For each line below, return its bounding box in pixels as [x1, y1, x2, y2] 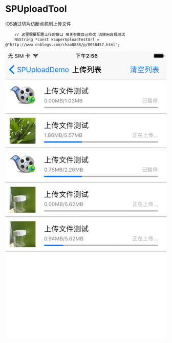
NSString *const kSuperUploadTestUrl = [14, 37, 100, 42]
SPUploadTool [5, 3, 67, 15]
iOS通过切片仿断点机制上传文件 [5, 21, 72, 27]
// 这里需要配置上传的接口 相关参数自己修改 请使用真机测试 [14, 32, 125, 37]
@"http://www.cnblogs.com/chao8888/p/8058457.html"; [5, 42, 120, 47]
